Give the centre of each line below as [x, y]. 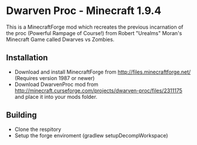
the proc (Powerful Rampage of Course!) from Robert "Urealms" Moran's [94, 33]
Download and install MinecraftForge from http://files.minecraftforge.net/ [103, 72]
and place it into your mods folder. [56, 96]
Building [21, 115]
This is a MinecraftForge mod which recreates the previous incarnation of [95, 27]
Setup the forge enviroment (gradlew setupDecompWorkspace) [91, 135]
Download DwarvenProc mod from [56, 84]
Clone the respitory [38, 129]
